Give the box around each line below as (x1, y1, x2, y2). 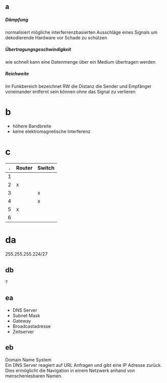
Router (16, 165, 33, 172)
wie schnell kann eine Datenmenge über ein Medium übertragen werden (5, 59, 155, 65)
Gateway (12, 318, 31, 324)
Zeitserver (12, 328, 34, 334)
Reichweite (5, 70, 29, 76)
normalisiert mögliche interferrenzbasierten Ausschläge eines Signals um (5, 29, 158, 35)
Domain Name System (5, 357, 52, 363)
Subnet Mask (12, 312, 40, 318)
